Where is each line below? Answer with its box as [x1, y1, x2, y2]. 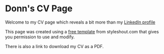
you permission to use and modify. [5, 34, 75, 40]
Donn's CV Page [5, 3, 72, 14]
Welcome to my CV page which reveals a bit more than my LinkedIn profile [5, 19, 156, 25]
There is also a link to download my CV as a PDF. [5, 43, 104, 49]
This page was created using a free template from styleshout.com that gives [5, 28, 159, 34]
